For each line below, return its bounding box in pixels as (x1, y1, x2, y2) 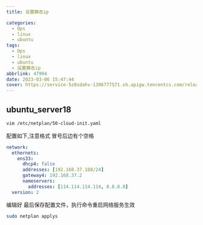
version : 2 (11, 189, 39, 195)
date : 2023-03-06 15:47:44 (6, 76, 74, 82)
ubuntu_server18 (6, 104, 71, 115)
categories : (6, 19, 36, 26)
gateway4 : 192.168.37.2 (22, 172, 83, 179)
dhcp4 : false (22, 161, 56, 167)
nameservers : (22, 178, 56, 184)
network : (6, 144, 28, 150)
